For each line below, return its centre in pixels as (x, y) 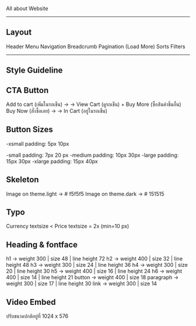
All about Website (27, 8)
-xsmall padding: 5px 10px (38, 143)
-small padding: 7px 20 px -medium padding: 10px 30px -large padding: (92, 155)
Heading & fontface (42, 244)
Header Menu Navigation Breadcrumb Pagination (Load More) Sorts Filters (96, 46)
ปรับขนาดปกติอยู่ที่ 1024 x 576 (37, 316)
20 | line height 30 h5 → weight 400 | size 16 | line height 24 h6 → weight (94, 271)
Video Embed (31, 302)
